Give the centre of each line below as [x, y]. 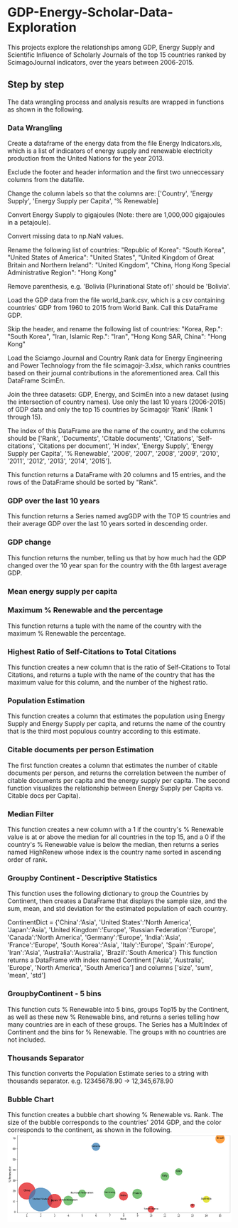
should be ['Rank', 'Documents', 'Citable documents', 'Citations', [101, 439]
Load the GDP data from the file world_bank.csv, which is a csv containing [116, 300]
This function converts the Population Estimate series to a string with [108, 1073]
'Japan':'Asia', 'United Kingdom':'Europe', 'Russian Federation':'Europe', [112, 930]
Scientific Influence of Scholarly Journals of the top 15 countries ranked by [117, 55]
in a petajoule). [29, 223]
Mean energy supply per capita [63, 591]
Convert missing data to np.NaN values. [66, 236]
